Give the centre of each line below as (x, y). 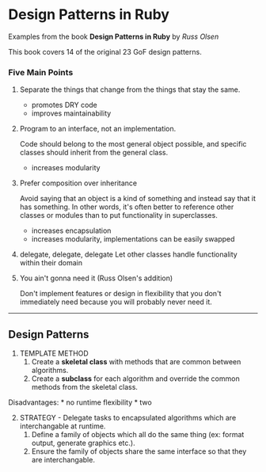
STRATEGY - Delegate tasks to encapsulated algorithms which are (128, 418)
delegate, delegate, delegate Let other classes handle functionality (128, 254)
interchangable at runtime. (63, 426)
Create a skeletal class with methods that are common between (136, 362)
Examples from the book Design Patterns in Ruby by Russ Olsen (114, 36)
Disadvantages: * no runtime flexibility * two (80, 402)
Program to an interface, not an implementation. (98, 129)
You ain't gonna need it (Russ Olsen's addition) (96, 278)
